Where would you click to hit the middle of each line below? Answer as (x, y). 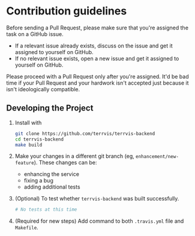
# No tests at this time (46, 210)
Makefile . (27, 228)
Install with (28, 123)
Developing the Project (50, 108)
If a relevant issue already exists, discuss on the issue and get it (94, 46)
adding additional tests (52, 187)
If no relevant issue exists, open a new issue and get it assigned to (97, 58)
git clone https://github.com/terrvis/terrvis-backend (85, 133)
